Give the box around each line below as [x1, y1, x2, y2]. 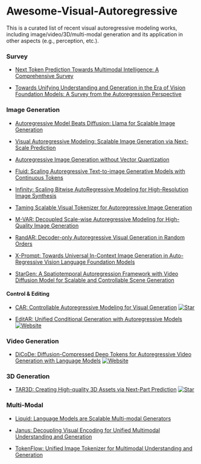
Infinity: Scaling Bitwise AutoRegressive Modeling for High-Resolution [14, 186, 189, 193]
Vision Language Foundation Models [44, 258, 135, 266]
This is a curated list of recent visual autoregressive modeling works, [6, 24, 177, 31]
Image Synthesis [14, 192, 57, 199]
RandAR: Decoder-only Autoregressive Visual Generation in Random [14, 234, 185, 241]
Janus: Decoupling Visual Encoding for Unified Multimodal [14, 426, 161, 434]
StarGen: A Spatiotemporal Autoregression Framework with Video [14, 270, 179, 277]
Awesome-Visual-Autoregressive [6, 4, 178, 18]
